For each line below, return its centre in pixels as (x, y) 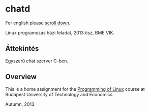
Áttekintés (22, 49)
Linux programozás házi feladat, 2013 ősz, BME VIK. (60, 32)
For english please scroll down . (38, 23)
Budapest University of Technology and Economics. (59, 94)
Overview (21, 77)
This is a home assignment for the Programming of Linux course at (75, 89)
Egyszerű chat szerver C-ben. (37, 61)
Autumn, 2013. (20, 104)
